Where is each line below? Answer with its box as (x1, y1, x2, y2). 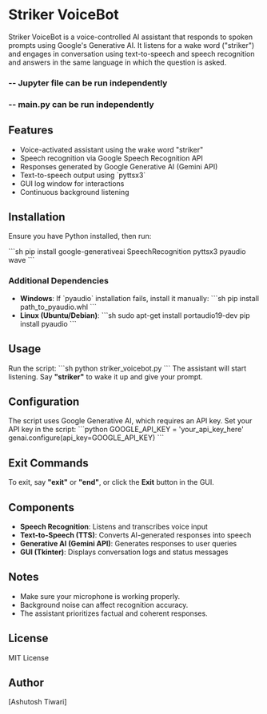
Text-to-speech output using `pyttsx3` (19, 170, 146, 180)
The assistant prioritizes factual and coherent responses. (19, 609, 208, 618)
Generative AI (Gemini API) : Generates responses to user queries (19, 538, 237, 548)
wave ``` (8, 256, 35, 265)
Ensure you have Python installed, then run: (8, 232, 152, 241)
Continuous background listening (19, 187, 130, 196)
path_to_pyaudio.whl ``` (19, 302, 98, 311)
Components (8, 501, 74, 514)
